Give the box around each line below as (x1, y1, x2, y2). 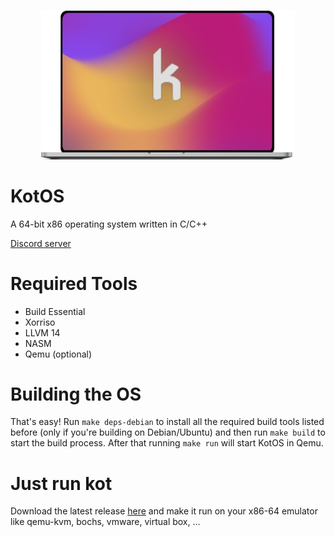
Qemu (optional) (24, 348, 93, 360)
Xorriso (24, 316, 56, 328)
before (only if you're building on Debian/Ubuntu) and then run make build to (10, 426, 326, 439)
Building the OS (10, 383, 142, 405)
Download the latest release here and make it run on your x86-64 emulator (10, 505, 318, 517)
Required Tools (10, 272, 138, 295)
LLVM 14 (24, 326, 61, 339)
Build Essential (24, 305, 86, 317)
